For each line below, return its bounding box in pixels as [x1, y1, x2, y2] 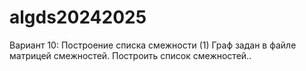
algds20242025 [9, 6, 147, 29]
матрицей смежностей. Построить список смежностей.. [9, 49, 252, 61]
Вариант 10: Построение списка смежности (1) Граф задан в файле [9, 39, 297, 51]
